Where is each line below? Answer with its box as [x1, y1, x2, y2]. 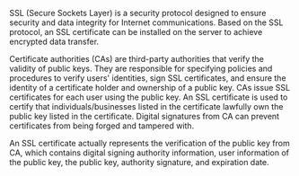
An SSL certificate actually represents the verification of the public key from [9, 138, 290, 148]
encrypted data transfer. [9, 36, 100, 47]
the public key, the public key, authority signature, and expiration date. [9, 157, 269, 167]
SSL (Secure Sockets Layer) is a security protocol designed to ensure [9, 8, 267, 18]
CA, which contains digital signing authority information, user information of [9, 147, 290, 158]
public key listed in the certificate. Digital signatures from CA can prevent [9, 111, 280, 121]
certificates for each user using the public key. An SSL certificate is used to [9, 92, 288, 102]
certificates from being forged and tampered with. [9, 120, 195, 131]
